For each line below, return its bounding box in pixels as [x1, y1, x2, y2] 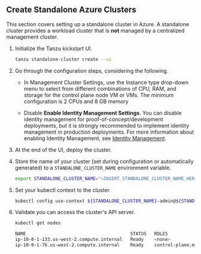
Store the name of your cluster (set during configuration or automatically [14, 157, 194, 165]
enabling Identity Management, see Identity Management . [23, 134, 166, 142]
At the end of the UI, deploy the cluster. [14, 146, 112, 153]
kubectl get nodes [14, 220, 61, 226]
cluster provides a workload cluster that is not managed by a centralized [6, 27, 185, 34]
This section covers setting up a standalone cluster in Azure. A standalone [6, 20, 190, 27]
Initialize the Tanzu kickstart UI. [14, 45, 93, 52]
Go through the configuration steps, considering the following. [14, 67, 169, 74]
